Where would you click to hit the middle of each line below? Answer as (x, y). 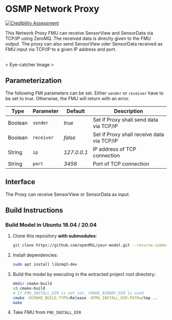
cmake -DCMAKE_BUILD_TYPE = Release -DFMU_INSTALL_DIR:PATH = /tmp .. (85, 298)
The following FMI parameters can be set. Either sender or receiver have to (84, 93)
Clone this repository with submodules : (55, 236)
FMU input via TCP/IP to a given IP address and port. (61, 49)
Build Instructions (34, 210)
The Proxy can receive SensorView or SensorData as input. (68, 194)
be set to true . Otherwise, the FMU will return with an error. (67, 98)
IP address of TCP (115, 149)
